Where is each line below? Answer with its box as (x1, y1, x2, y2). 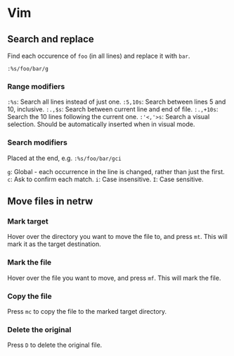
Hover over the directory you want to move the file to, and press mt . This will (7, 233, 228, 241)
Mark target (7, 216, 48, 226)
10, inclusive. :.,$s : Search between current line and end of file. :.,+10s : (7, 105, 219, 113)
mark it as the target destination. (7, 240, 102, 248)
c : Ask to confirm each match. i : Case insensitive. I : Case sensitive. (7, 175, 204, 183)
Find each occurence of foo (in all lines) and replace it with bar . (7, 51, 190, 60)
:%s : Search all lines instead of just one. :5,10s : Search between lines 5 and (7, 97, 226, 106)
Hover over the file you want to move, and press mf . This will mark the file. (7, 274, 221, 282)
